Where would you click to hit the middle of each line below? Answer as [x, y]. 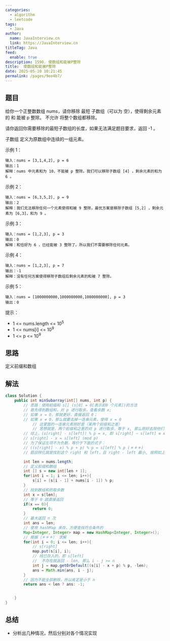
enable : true [24, 57]
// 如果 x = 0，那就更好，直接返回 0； [60, 414]
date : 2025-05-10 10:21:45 [34, 72]
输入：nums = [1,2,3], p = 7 [35, 265]
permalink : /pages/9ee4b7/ [34, 76]
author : [13, 34]
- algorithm [23, 15]
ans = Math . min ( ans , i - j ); [63, 570]
